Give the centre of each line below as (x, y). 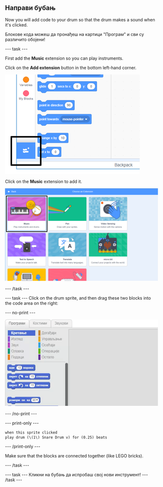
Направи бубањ (30, 8)
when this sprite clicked (31, 432)
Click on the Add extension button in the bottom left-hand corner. (71, 67)
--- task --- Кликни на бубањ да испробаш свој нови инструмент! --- (76, 474)
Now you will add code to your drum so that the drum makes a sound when (80, 19)
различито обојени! (25, 39)
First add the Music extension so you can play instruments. (64, 58)
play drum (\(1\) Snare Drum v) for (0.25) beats (56, 437)
